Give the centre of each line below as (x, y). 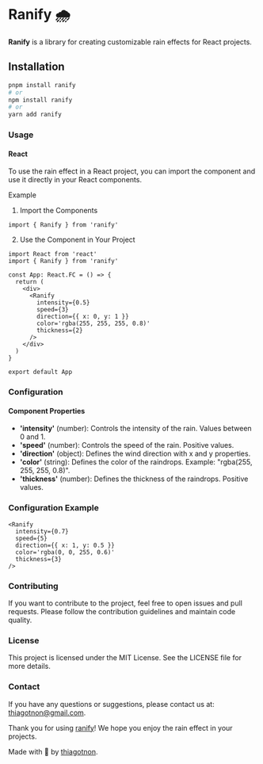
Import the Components (59, 211)
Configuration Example (53, 508)
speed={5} (31, 538)
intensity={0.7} (42, 531)
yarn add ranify (35, 115)
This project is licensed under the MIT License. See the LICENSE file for (125, 658)
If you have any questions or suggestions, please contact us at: (112, 704)
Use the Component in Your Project (78, 240)
